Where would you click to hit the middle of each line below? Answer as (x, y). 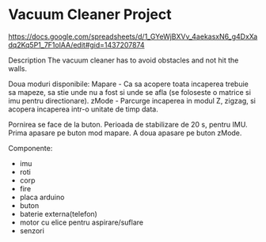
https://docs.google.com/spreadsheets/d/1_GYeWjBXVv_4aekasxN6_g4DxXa (133, 36)
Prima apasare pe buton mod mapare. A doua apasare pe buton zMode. (125, 133)
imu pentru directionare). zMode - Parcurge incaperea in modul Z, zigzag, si (132, 100)
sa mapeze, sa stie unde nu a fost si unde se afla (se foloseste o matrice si (130, 92)
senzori (32, 230)
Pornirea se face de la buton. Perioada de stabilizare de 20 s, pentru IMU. (128, 124)
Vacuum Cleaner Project (90, 15)
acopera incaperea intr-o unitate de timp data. (83, 109)
